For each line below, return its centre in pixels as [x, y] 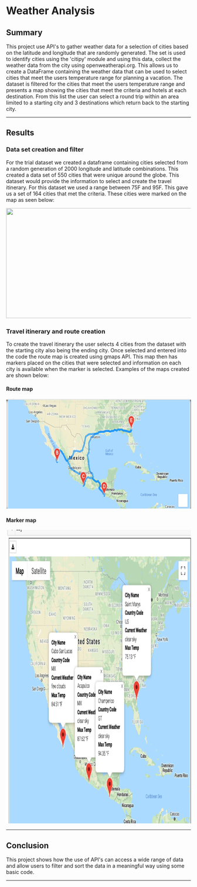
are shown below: [28, 375]
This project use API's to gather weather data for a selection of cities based [97, 46]
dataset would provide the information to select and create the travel [89, 181]
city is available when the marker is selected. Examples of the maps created [98, 369]
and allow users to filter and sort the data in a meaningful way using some [95, 866]
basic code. [20, 872]
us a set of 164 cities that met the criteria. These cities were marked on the [96, 193]
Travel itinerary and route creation [56, 331]
